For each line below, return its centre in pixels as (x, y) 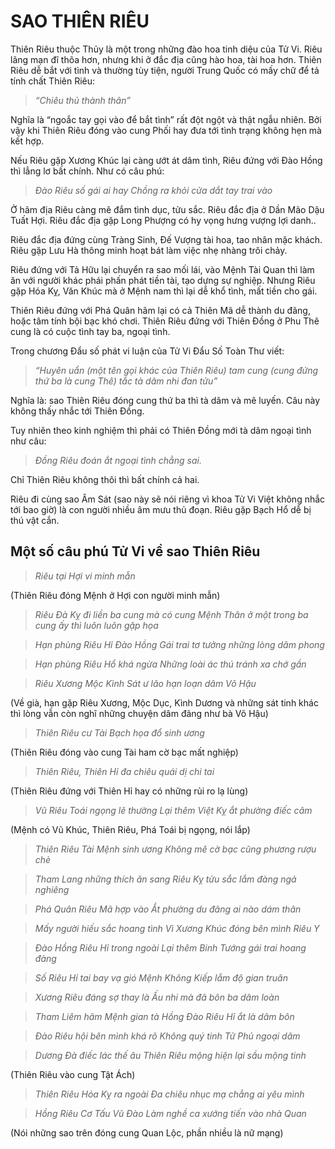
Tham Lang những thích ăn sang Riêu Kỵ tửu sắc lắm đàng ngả (165, 879)
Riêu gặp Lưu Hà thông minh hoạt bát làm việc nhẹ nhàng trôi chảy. (149, 250)
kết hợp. (27, 141)
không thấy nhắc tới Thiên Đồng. (77, 411)
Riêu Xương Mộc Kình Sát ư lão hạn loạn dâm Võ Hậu (145, 683)
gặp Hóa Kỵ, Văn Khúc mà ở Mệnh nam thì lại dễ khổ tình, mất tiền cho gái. (164, 291)
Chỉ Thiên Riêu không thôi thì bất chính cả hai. (105, 479)
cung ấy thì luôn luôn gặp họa (96, 625)
